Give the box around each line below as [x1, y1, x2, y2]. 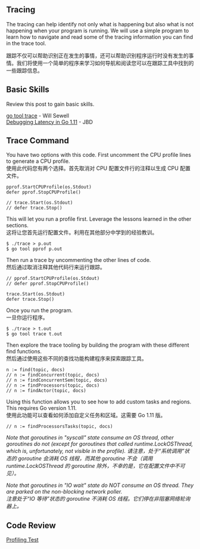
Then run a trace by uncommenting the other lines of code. [6, 257, 151, 264]
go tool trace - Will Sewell [6, 112, 70, 119]
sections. [6, 222, 29, 229]
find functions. [6, 348, 42, 355]
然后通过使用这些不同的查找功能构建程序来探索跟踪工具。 [6, 355, 147, 362]
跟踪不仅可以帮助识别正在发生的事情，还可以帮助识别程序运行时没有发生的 [6, 52, 189, 59]
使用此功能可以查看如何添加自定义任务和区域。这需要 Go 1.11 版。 [6, 412, 166, 419]
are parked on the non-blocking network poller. [6, 488, 123, 495]
